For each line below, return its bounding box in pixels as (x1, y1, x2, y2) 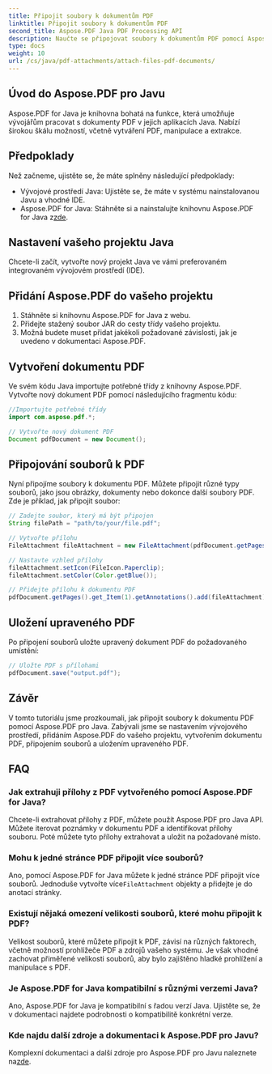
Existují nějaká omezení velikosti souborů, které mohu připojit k (8, 908, 262, 919)
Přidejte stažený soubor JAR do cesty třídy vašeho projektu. (19, 319, 221, 329)
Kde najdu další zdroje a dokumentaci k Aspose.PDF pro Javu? (8, 1029, 259, 1041)
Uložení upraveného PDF (8, 616, 136, 630)
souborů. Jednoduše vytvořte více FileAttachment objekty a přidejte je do (8, 879, 253, 889)
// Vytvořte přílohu (8, 534, 79, 542)
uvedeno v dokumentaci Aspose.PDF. (19, 337, 146, 346)
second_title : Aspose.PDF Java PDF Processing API (8, 27, 183, 35)
